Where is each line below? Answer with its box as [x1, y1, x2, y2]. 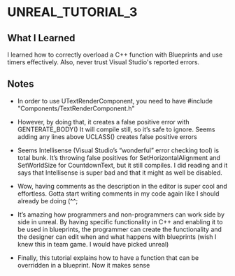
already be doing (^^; [17, 196, 78, 205]
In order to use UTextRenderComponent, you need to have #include [17, 96, 213, 105]
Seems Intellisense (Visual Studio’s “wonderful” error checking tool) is [17, 146, 219, 154]
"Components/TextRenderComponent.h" [17, 104, 135, 112]
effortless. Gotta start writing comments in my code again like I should [17, 189, 220, 198]
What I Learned [7, 32, 76, 44]
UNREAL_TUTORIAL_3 [7, 4, 138, 20]
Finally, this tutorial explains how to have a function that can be [17, 253, 199, 262]
